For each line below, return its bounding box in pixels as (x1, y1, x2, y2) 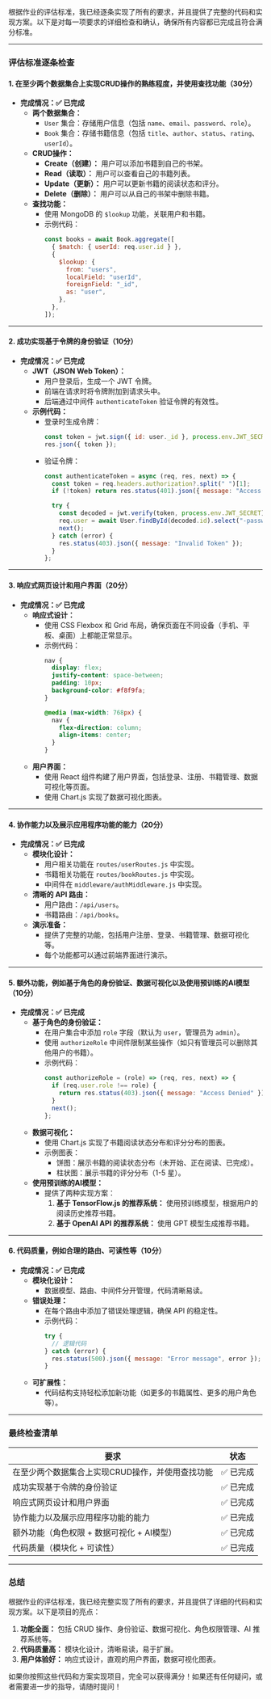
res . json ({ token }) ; (44, 440, 117, 449)
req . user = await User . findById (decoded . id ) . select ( (59, 516, 240, 525)
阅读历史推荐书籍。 (56, 1208, 121, 1218)
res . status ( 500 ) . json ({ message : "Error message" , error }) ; (51, 1355, 262, 1363)
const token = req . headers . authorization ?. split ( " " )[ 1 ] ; (51, 479, 251, 487)
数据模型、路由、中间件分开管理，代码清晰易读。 (44, 1285, 207, 1295)
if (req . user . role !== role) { (51, 1081, 157, 1090)
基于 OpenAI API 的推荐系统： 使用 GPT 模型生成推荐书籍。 (56, 1218, 254, 1228)
